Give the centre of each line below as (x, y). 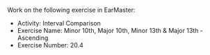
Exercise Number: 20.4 (50, 45)
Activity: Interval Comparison (59, 23)
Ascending (33, 38)
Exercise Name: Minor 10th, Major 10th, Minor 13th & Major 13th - (110, 31)
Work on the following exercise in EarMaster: (71, 10)
